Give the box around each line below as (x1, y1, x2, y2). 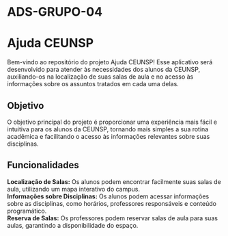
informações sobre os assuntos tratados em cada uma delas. (7, 80, 179, 88)
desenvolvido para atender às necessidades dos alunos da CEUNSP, (7, 66, 200, 74)
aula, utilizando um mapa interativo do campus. (7, 185, 141, 193)
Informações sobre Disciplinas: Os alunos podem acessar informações (7, 192, 210, 200)
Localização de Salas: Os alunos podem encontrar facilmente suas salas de (7, 177, 222, 185)
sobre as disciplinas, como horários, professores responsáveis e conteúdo (7, 199, 217, 207)
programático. (7, 207, 47, 215)
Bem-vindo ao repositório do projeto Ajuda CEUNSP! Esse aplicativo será (7, 58, 213, 66)
